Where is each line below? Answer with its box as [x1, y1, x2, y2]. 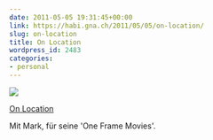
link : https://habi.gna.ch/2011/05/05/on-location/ [9, 21, 204, 30]
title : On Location [9, 37, 82, 47]
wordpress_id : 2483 [9, 46, 82, 55]
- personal [9, 63, 50, 72]
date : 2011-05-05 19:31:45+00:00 [9, 12, 133, 22]
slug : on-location [9, 29, 77, 38]
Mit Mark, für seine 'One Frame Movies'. [9, 121, 156, 131]
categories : [9, 54, 53, 63]
